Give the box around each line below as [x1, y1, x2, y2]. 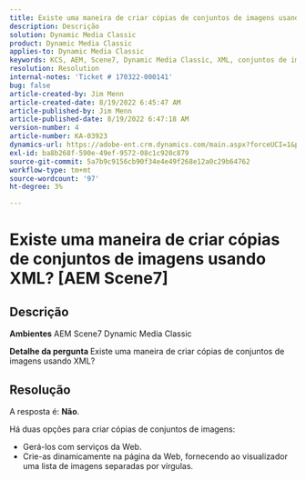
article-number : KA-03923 [9, 132, 107, 141]
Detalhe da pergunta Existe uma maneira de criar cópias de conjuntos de [9, 346, 285, 357]
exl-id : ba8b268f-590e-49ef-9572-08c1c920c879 [9, 148, 189, 157]
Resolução [9, 382, 71, 397]
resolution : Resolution [9, 65, 100, 74]
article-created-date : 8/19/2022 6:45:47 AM [9, 97, 181, 107]
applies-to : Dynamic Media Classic [9, 47, 145, 56]
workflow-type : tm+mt [9, 165, 92, 175]
